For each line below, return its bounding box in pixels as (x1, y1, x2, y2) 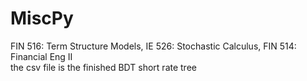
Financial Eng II (10, 50, 73, 62)
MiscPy (10, 7, 74, 30)
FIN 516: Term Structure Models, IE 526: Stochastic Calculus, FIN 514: (10, 40, 297, 52)
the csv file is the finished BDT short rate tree (10, 61, 197, 73)
